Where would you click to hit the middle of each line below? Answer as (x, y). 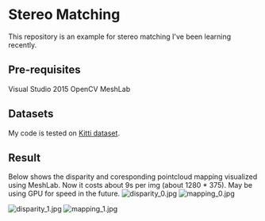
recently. (23, 44)
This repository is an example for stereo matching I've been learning (120, 36)
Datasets (31, 114)
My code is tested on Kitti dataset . (64, 133)
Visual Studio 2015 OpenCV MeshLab (69, 89)
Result (25, 157)
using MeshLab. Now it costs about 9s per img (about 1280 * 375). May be (130, 185)
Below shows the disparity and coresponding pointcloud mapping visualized (133, 177)
